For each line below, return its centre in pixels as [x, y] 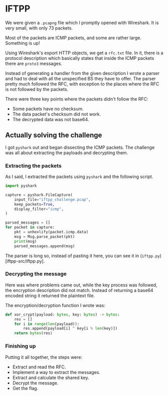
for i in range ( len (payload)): [47, 324]
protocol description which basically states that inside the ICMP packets [80, 58]
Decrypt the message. [35, 383]
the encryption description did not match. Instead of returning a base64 [79, 290]
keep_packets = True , [35, 204]
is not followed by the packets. [37, 89]
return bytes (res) [33, 333]
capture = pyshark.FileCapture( [39, 195]
